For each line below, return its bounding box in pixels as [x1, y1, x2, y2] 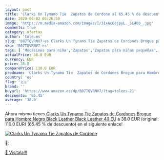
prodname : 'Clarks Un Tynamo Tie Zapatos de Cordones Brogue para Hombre [5, 71, 161, 75]
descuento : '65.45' [5, 93, 45, 98]
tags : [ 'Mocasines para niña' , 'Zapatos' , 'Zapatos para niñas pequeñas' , [5, 48, 159, 53]
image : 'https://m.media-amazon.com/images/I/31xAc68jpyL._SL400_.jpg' [5, 20, 154, 26]
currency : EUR [5, 57, 34, 62]
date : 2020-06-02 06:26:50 [5, 16, 60, 21]
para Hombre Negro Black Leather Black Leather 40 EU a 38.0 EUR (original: [5, 116, 159, 122]
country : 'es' [5, 75, 34, 80]
